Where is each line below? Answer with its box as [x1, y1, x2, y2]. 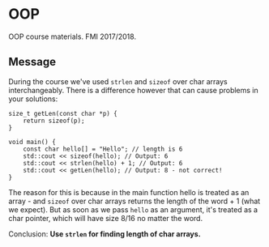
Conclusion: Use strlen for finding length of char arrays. [8, 228, 201, 239]
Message [8, 55, 57, 69]
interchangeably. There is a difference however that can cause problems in [8, 85, 259, 95]
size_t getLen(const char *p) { [8, 109, 117, 117]
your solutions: [8, 94, 58, 104]
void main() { [8, 138, 57, 146]
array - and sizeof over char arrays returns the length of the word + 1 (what [8, 196, 261, 206]
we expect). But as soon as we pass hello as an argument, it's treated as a [8, 204, 258, 215]
